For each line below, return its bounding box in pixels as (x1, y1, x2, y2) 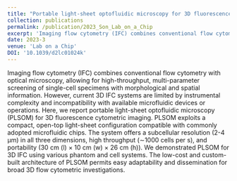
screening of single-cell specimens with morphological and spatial (7, 83, 200, 92)
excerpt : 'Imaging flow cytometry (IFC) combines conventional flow (7, 29, 213, 37)
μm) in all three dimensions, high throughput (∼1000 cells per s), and (7, 135, 207, 144)
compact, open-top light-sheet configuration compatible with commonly (7, 121, 217, 129)
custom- (202, 150, 227, 159)
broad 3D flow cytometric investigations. (7, 166, 126, 174)
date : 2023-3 (7, 36, 46, 43)
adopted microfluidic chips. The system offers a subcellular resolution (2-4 (7, 128, 225, 137)
